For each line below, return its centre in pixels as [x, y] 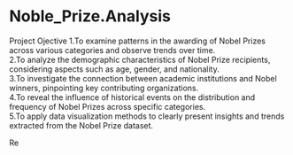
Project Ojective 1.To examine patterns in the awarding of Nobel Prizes [137, 41]
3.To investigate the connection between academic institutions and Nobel [143, 78]
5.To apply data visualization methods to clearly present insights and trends [147, 116]
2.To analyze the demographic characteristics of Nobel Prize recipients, [140, 59]
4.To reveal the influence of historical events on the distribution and [132, 97]
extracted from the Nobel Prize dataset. [81, 125]
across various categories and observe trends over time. [112, 50]
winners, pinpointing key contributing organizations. [104, 88]
